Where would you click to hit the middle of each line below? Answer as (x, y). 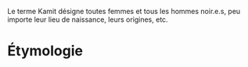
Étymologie (45, 51)
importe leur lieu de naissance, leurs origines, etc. (88, 19)
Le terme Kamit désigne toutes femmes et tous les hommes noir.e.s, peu (124, 11)
